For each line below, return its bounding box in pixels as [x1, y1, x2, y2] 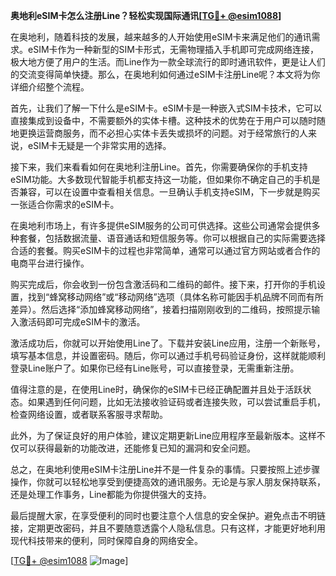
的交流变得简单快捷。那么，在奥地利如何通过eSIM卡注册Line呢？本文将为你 [10, 69, 321, 80]
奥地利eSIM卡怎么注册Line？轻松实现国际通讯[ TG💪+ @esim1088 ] [10, 10, 282, 21]
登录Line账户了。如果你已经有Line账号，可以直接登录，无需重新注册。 [10, 362, 300, 374]
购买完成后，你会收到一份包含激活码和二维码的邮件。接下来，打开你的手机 [10, 279, 317, 290]
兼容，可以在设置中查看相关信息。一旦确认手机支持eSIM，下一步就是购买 [18, 186, 321, 198]
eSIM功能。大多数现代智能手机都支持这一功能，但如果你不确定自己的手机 [10, 174, 312, 185]
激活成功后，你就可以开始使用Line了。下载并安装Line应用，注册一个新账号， [10, 337, 326, 349]
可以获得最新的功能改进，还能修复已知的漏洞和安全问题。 [18, 442, 256, 454]
